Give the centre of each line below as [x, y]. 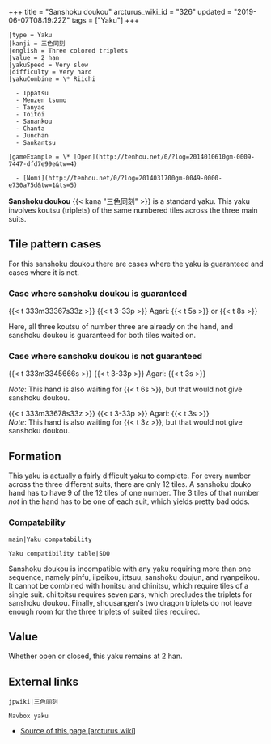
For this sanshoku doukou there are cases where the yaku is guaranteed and [136, 264]
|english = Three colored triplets [68, 51]
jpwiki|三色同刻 [33, 702]
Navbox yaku [28, 716]
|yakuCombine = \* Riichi [52, 79]
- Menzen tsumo [41, 100]
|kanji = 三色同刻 [37, 44]
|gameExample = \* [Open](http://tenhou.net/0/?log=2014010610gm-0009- [131, 157]
